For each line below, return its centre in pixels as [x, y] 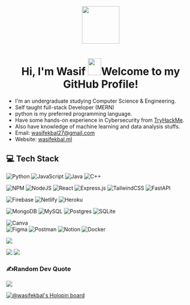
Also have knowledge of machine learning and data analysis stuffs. [97, 126]
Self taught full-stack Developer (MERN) [65, 107]
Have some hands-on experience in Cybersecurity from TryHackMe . [99, 120]
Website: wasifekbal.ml [43, 139]
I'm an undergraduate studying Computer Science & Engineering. [95, 101]
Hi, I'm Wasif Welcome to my [101, 72]
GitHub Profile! [101, 84]
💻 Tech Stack [33, 159]
